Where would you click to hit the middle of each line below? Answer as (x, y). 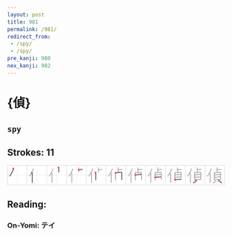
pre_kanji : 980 (29, 59)
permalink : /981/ (32, 29)
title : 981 (23, 22)
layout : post (26, 15)
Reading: (27, 205)
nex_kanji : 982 (29, 66)
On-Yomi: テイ (31, 226)
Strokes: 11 (31, 152)
